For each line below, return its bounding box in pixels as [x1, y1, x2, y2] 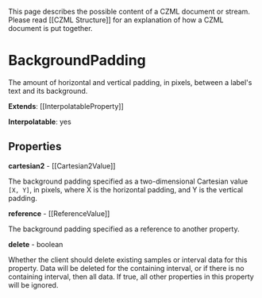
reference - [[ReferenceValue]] [8, 208, 110, 218]
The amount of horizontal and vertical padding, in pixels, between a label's [8, 77, 252, 87]
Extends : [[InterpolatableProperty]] [8, 101, 125, 110]
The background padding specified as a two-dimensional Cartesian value [8, 176, 249, 186]
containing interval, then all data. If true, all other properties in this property [8, 272, 254, 281]
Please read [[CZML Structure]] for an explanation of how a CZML [8, 15, 224, 25]
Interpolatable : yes [8, 117, 71, 126]
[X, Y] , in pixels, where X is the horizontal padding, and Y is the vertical [8, 184, 244, 194]
